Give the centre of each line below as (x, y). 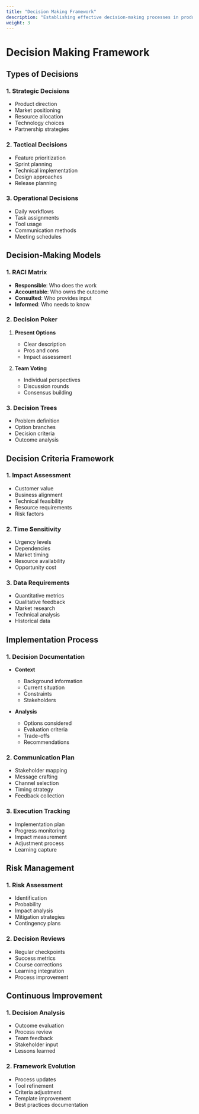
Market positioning (38, 110)
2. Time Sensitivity (34, 529)
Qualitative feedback (40, 602)
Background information (53, 681)
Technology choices (39, 123)
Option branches (35, 427)
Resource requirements (43, 507)
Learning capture (36, 849)
